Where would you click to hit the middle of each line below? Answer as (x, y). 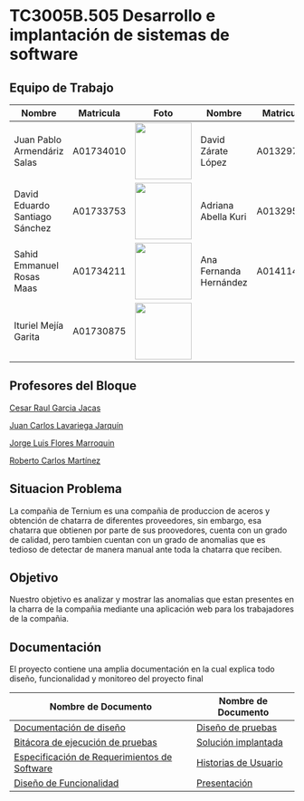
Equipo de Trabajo (62, 87)
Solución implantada (239, 742)
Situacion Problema (66, 489)
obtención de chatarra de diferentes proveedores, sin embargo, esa (136, 520)
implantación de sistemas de (120, 35)
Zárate (214, 151)
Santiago (33, 217)
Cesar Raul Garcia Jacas (55, 408)
